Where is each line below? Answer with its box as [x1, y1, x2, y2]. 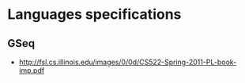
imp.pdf [18, 66, 45, 75]
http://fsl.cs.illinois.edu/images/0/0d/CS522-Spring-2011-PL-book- [18, 57, 237, 67]
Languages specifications [7, 5, 182, 23]
